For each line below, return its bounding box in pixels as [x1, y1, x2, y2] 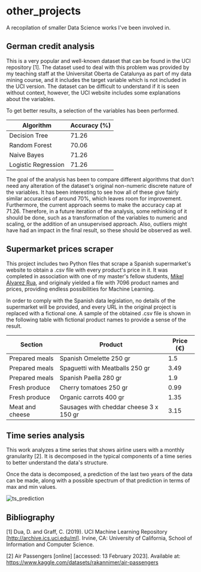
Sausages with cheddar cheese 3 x [59, 403, 159, 411]
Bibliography [6, 512, 55, 522]
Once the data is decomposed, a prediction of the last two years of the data [6, 471, 193, 478]
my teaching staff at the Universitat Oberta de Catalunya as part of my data [6, 70, 191, 77]
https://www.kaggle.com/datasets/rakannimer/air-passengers [6, 559, 159, 566]
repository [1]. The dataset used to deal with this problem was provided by [6, 63, 190, 71]
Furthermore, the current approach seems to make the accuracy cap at [6, 201, 181, 208]
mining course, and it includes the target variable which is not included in [6, 76, 187, 83]
